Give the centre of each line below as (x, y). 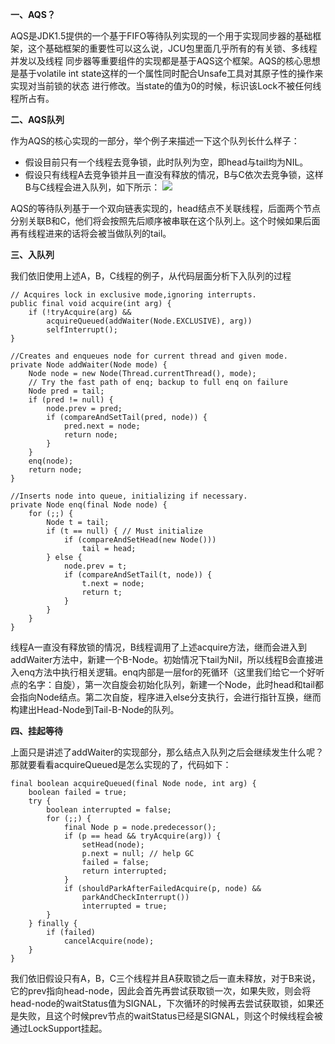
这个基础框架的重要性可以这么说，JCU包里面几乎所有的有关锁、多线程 (172, 48)
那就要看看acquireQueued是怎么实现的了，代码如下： (121, 764)
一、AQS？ (33, 14)
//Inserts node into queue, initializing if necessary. (129, 496)
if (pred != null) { (71, 400)
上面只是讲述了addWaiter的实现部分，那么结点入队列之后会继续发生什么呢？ (167, 752)
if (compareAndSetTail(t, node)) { (138, 575)
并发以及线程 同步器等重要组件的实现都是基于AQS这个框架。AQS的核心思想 (165, 61)
